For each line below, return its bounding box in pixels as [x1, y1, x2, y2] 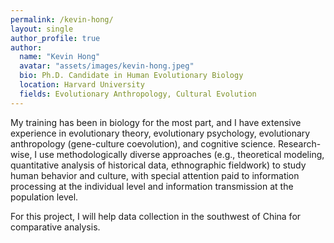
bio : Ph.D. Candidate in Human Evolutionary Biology [19, 71, 244, 81]
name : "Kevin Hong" [19, 52, 101, 62]
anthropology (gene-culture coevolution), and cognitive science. [10, 137, 277, 150]
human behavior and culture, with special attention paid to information [10, 169, 300, 181]
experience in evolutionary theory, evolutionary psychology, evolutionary [10, 127, 311, 139]
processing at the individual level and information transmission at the [10, 180, 294, 192]
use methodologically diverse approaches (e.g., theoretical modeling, [39, 148, 325, 160]
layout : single [10, 24, 74, 34]
